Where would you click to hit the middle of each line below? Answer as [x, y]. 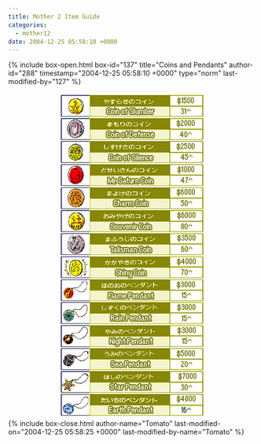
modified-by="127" [39, 82]
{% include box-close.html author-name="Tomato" [90, 424]
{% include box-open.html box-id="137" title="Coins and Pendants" [118, 65]
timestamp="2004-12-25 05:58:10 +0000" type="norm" [130, 73]
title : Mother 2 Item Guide [54, 17]
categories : [28, 25]
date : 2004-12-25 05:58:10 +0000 [63, 42]
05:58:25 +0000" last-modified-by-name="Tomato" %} [155, 432]
